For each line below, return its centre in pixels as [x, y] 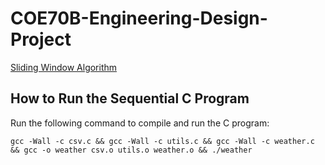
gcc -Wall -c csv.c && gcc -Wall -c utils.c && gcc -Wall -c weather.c [162, 141]
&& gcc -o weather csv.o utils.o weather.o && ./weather [131, 150]
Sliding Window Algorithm [64, 67]
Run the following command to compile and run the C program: [140, 123]
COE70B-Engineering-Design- [139, 18]
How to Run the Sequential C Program [130, 98]
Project [41, 39]
